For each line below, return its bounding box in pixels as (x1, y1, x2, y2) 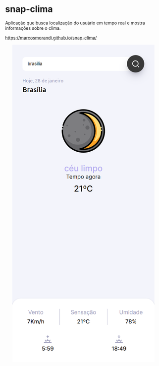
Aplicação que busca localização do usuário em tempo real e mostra (5, 20, 145, 26)
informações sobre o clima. (5, 25, 61, 31)
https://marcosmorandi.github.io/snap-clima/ (5, 35, 97, 41)
